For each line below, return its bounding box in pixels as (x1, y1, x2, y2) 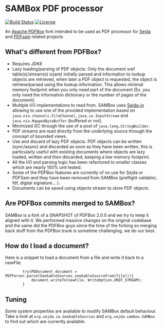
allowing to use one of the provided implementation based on (12, 107, 135, 113)
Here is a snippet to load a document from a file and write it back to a (5, 254, 144, 261)
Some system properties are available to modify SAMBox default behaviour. (5, 308, 157, 314)
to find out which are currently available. (5, 319, 86, 325)
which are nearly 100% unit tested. (12, 164, 82, 170)
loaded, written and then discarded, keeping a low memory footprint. (12, 154, 150, 160)
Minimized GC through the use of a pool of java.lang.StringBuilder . (12, 123, 150, 129)
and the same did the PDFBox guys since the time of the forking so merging (5, 222, 157, 228)
